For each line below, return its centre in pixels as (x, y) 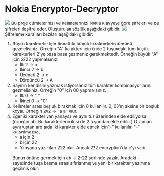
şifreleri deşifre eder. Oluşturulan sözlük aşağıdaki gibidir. (63, 29)
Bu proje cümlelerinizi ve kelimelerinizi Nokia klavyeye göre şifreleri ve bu (85, 23)
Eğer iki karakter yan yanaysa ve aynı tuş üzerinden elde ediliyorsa (79, 116)
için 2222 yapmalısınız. (35, 59)
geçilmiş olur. (25, 168)
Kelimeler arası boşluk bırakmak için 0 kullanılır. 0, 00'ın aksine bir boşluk (86, 106)
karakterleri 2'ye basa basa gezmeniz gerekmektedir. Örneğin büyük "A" (85, 54)
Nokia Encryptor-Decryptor (62, 9)
